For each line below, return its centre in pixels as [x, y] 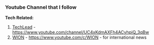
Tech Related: [19, 18]
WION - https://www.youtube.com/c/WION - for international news [79, 37]
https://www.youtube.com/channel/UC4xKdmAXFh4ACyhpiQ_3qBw [80, 32]
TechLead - [24, 27]
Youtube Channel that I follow [41, 7]
